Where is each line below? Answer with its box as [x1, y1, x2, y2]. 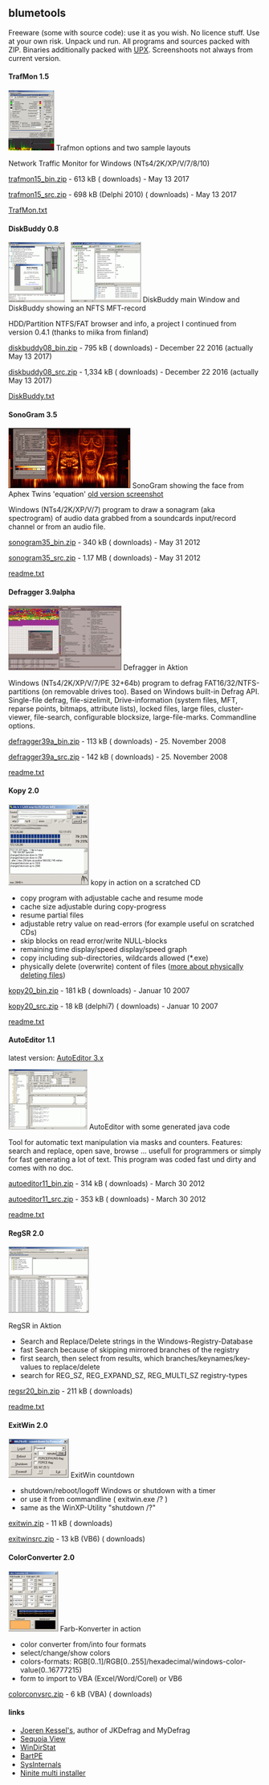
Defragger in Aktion [123, 663, 189, 672]
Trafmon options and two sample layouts [55, 143, 191, 153]
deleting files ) [19, 970, 66, 979]
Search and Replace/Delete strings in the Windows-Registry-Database [19, 1336, 253, 1346]
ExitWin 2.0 [8, 1420, 48, 1430]
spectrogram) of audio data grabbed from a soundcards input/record [8, 514, 237, 523]
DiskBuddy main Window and [142, 295, 240, 305]
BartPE [19, 1750, 43, 1760]
